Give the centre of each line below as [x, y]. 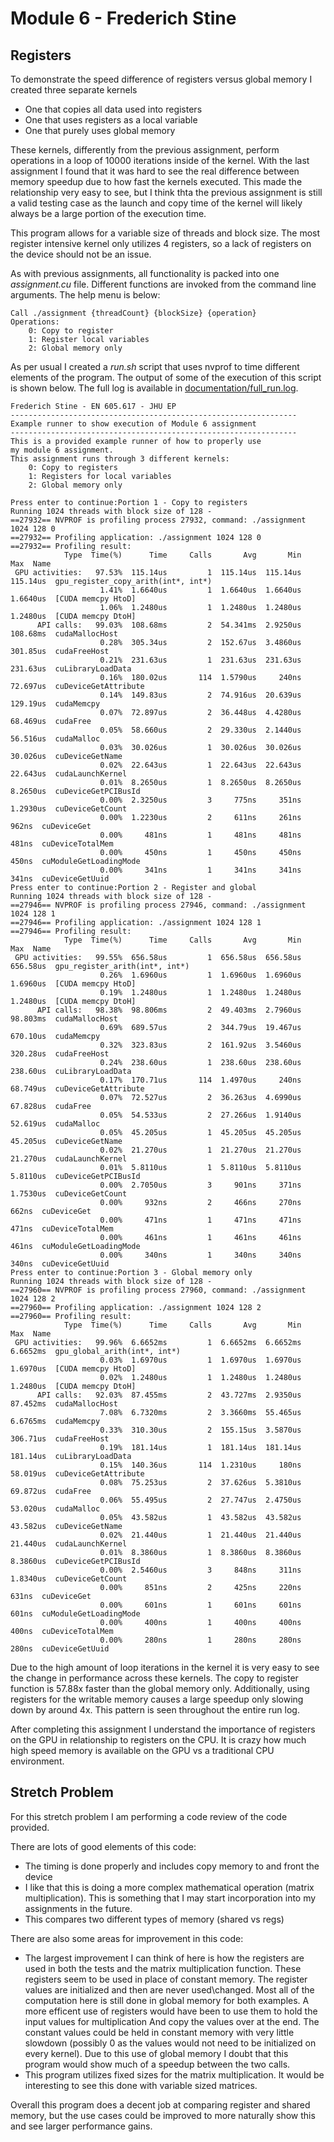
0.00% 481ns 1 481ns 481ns [200, 835]
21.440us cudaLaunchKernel [69, 1544]
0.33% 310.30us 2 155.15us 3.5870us [200, 1430]
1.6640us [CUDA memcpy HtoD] [73, 599]
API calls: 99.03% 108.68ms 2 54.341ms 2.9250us [169, 625]
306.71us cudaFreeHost [60, 1439]
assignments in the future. [78, 1908]
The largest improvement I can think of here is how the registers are [164, 1958]
